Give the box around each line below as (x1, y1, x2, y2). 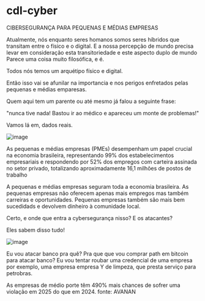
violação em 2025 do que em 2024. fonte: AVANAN (6, 288, 136, 295)
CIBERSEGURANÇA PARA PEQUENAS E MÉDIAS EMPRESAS (6, 24, 158, 31)
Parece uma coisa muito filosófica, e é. (6, 55, 105, 63)
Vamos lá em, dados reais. (6, 121, 73, 129)
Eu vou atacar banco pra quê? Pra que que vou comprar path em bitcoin (6, 250, 188, 257)
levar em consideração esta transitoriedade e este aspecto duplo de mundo (6, 48, 198, 56)
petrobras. (6, 269, 32, 276)
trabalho (6, 171, 28, 178)
